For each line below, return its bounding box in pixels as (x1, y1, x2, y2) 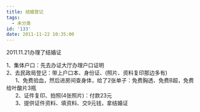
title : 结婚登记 (6, 8, 44, 15)
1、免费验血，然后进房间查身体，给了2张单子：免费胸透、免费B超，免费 (15, 77, 195, 84)
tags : (6, 15, 20, 21)
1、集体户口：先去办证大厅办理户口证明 (6, 62, 104, 69)
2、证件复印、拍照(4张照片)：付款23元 (15, 92, 112, 99)
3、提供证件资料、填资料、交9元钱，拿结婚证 (15, 99, 128, 107)
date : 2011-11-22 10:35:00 (6, 31, 75, 38)
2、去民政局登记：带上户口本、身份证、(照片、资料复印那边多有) (6, 69, 168, 76)
